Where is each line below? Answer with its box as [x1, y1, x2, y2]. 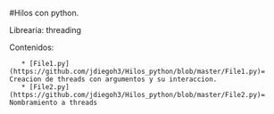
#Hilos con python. [9, 8, 79, 18]
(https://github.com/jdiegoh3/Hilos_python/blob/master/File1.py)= [9, 67, 266, 76]
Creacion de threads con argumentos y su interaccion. [9, 75, 218, 84]
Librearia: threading [9, 25, 82, 35]
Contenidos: [9, 42, 54, 53]
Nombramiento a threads [9, 98, 98, 107]
